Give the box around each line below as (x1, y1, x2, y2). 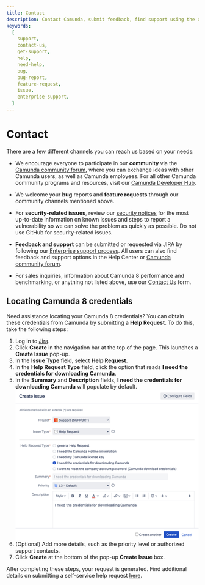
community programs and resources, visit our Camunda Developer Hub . (15, 179, 196, 186)
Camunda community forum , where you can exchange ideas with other (15, 166, 194, 173)
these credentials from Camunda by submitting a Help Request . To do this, (6, 319, 195, 326)
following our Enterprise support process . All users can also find (15, 247, 177, 254)
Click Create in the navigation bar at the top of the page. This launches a (15, 343, 198, 351)
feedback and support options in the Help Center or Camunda (15, 253, 171, 261)
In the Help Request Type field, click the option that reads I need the (15, 363, 188, 370)
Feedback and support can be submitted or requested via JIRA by (15, 240, 183, 248)
